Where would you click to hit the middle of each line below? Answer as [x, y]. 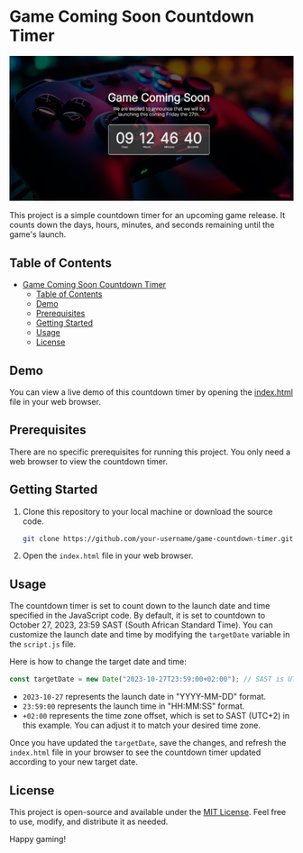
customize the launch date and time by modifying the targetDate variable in [150, 635]
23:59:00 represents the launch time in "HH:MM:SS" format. [133, 706]
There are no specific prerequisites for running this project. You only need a [150, 452]
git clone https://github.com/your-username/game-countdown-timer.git [158, 538]
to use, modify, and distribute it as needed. [89, 821]
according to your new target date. [73, 762]
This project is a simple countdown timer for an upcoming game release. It [147, 216]
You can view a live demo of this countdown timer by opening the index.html [151, 392]
